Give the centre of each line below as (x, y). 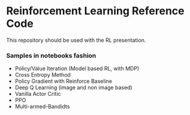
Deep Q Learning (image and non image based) (74, 88)
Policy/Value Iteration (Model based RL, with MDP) (77, 69)
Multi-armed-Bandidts (42, 107)
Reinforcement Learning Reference (95, 11)
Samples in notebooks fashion (51, 55)
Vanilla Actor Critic (38, 94)
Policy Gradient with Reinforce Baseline (64, 81)
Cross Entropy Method (43, 75)
